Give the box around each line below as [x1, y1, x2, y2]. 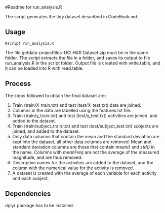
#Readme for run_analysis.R [5, 4, 62, 10]
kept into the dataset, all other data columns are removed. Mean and [12, 139, 152, 145]
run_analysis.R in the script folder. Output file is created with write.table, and [5, 60, 161, 66]
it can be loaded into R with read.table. [5, 65, 84, 71]
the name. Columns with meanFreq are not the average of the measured [12, 149, 160, 155]
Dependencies [5, 189, 51, 198]
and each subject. [12, 175, 49, 181]
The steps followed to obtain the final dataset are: [5, 92, 106, 98]
